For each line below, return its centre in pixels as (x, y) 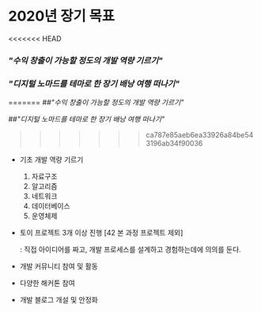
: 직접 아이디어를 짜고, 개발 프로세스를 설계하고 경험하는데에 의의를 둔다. (130, 250)
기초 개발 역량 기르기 (51, 160)
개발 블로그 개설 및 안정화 (59, 300)
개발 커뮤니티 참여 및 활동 (59, 266)
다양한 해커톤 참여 (47, 283)
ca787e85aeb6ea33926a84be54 (200, 135)
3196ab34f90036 (174, 144)
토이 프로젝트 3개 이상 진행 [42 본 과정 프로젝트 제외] (101, 233)
